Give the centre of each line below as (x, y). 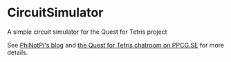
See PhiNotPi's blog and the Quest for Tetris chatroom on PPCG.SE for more (116, 45)
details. (18, 52)
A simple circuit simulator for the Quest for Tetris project (87, 32)
